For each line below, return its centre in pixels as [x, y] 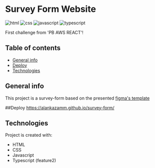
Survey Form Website [51, 9]
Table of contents [33, 48]
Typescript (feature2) [34, 161]
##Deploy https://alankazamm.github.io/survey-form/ [60, 108]
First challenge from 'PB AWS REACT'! [44, 32]
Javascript [23, 155]
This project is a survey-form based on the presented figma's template [77, 98]
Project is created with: [29, 135]
